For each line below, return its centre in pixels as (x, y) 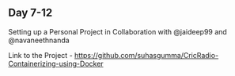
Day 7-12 (30, 13)
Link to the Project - (40, 55)
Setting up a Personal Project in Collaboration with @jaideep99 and (117, 31)
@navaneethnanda (39, 40)
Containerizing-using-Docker (56, 63)
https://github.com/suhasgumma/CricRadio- (146, 55)
